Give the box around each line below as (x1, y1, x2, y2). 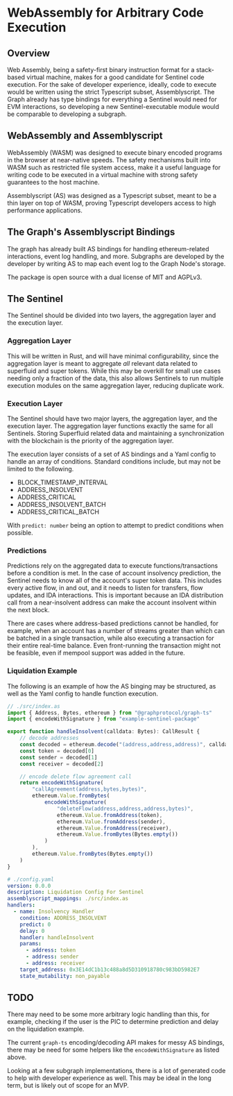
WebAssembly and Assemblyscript (7, 130, 163, 142)
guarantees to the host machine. (7, 178, 100, 186)
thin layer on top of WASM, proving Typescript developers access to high (7, 199, 216, 207)
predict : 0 (19, 921, 51, 928)
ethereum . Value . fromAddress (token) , (56, 811, 163, 818)
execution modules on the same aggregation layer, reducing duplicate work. (7, 381, 224, 389)
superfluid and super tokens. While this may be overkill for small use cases (7, 366, 221, 375)
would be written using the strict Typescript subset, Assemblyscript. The (7, 88, 215, 96)
